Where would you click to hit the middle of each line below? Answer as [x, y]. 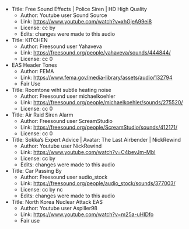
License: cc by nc [41, 189]
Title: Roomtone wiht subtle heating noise [62, 90]
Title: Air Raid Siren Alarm [42, 115]
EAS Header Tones [34, 65]
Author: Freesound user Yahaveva [61, 46]
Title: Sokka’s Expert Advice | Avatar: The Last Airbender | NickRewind [96, 140]
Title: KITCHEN [29, 40]
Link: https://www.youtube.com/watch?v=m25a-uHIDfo [87, 214]
